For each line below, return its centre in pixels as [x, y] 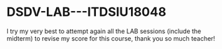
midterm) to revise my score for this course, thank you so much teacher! [111, 38]
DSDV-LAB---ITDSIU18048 [86, 12]
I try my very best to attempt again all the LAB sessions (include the [104, 31]
